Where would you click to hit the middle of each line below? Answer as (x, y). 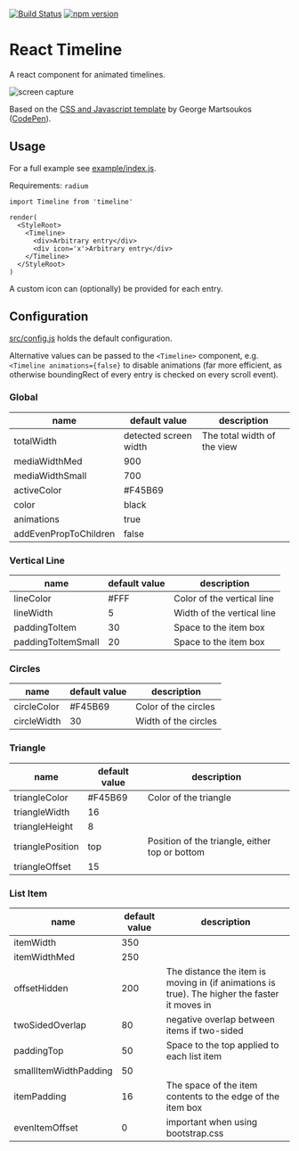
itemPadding (40, 1097)
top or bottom (176, 852)
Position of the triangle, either (209, 840)
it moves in (189, 1006)
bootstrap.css (195, 1133)
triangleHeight (44, 826)
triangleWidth (42, 812)
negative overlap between (221, 1020)
